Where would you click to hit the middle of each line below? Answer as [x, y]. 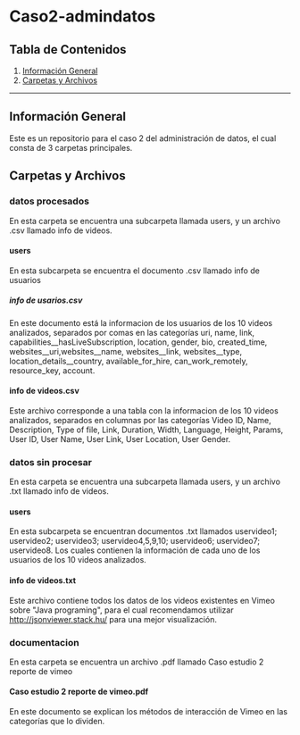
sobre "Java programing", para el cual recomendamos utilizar [121, 610]
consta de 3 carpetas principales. [71, 147]
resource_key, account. [52, 370]
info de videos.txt [43, 580]
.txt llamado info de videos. [59, 491]
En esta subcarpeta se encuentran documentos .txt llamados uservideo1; [143, 531]
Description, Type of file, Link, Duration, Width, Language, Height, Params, [146, 430]
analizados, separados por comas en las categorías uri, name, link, [132, 332]
